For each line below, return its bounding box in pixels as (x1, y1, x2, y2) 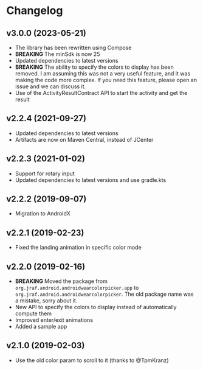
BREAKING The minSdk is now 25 (15, 51, 100, 58)
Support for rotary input (15, 170, 75, 177)
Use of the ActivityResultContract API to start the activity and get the (15, 89, 188, 96)
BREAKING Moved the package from (15, 277, 108, 285)
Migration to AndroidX (15, 210, 71, 217)
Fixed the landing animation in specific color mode (15, 244, 142, 251)
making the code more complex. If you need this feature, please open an (15, 77, 198, 83)
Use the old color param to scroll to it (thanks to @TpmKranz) (15, 357, 169, 364)
